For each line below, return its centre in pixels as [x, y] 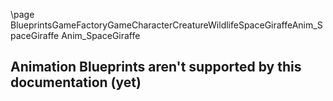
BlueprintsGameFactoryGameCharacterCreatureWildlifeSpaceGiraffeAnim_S [166, 25]
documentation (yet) [76, 82]
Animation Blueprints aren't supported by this [156, 67]
